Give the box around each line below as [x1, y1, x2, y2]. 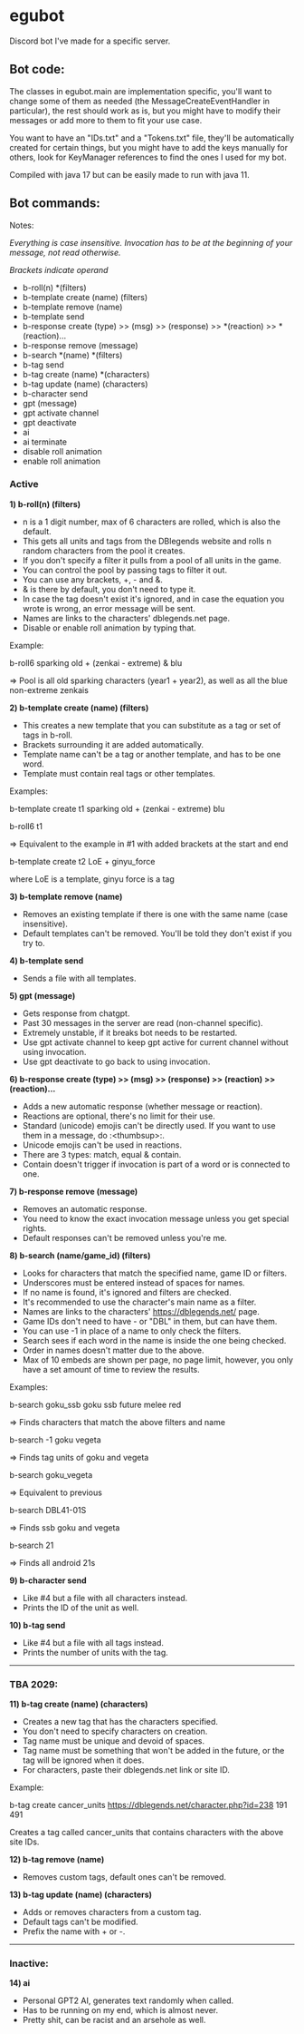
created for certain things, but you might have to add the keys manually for [9, 142, 288, 152]
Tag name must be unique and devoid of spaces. [22, 1736, 205, 1746]
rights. [22, 1222, 47, 1234]
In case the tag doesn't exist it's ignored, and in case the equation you [22, 593, 285, 604]
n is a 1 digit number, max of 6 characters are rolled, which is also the [22, 516, 280, 527]
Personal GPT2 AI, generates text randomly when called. [22, 1995, 234, 2006]
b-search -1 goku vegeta [9, 1434, 101, 1445]
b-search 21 [9, 1540, 54, 1550]
